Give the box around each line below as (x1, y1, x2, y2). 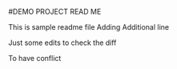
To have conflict (8, 54, 62, 63)
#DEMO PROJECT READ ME (8, 7, 102, 16)
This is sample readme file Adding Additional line (8, 22, 170, 31)
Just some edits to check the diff (8, 38, 117, 47)
